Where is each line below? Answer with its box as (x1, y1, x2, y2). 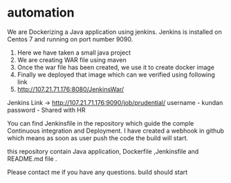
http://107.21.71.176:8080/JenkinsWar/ (17, 85, 124, 93)
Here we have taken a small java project (17, 48, 131, 57)
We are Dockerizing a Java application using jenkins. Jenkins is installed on (7, 28, 223, 36)
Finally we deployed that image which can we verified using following (17, 70, 216, 79)
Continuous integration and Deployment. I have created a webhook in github (7, 126, 225, 135)
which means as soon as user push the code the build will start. (7, 133, 189, 142)
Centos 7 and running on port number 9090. (7, 35, 133, 43)
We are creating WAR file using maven (17, 55, 127, 64)
